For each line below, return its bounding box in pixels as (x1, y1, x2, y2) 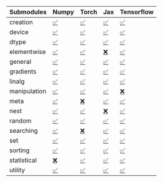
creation (9, 18, 33, 26)
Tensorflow (119, 8, 154, 16)
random (9, 116, 32, 125)
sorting (9, 146, 30, 154)
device (9, 28, 29, 36)
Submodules (9, 8, 47, 16)
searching (9, 127, 38, 135)
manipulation (9, 87, 47, 95)
